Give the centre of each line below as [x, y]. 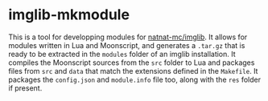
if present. [25, 88]
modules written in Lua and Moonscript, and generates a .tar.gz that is [127, 45]
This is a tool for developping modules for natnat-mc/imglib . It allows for [128, 37]
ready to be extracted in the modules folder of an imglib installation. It [122, 54]
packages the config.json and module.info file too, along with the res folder [135, 79]
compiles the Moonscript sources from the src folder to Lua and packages [132, 63]
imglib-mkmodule [69, 15]
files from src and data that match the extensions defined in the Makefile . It [133, 71]
